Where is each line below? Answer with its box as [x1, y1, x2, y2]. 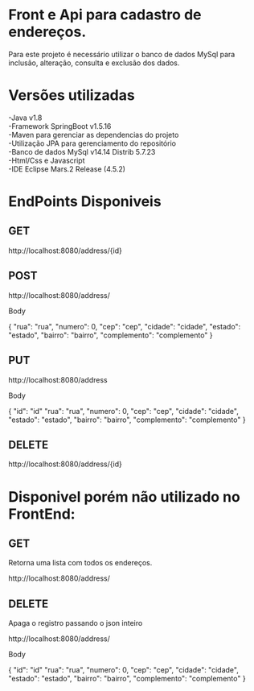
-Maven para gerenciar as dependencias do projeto [8, 130, 179, 139]
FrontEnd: [8, 505, 76, 523]
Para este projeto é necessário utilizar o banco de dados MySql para [8, 49, 236, 59]
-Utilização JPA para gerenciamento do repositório [8, 139, 177, 148]
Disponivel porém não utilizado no [8, 487, 241, 506]
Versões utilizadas [8, 86, 135, 105]
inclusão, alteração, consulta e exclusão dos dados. [8, 58, 180, 68]
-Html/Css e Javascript [8, 155, 86, 165]
